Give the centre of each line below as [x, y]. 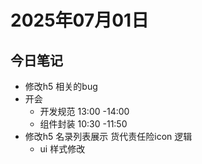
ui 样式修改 [62, 149]
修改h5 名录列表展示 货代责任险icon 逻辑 [108, 136]
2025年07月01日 [80, 20]
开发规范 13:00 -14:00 [84, 111]
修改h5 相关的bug [61, 86]
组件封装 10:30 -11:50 [83, 124]
